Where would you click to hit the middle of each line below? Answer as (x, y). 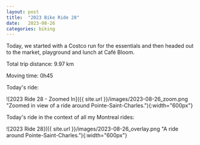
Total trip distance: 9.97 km (40, 64)
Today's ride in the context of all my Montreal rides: (70, 117)
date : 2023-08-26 (31, 23)
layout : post (23, 12)
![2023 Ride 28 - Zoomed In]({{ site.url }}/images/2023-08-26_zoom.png (97, 99)
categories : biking (31, 29)
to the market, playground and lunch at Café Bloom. (70, 53)
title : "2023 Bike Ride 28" (43, 18)
